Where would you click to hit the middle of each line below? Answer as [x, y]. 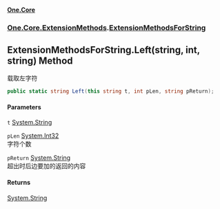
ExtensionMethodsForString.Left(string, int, [103, 49]
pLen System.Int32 [33, 136]
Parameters [24, 107]
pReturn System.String [39, 158]
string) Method [40, 61]
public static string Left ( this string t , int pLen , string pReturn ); [111, 91]
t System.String [30, 122]
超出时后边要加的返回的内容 [47, 166]
